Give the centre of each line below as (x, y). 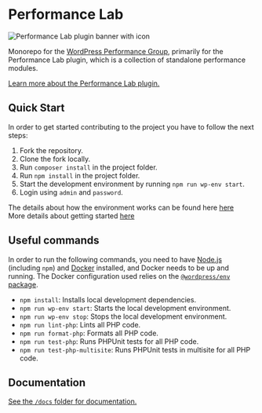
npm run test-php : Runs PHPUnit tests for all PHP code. (109, 341)
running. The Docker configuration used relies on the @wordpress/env (119, 276)
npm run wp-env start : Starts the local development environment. (125, 308)
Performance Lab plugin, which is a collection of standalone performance (127, 60)
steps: (18, 135)
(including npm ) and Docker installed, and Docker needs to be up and (118, 268)
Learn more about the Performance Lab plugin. (84, 83)
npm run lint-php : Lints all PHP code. (80, 324)
